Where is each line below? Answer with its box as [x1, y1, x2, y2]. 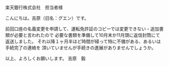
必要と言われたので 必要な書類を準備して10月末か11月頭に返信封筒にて [14, 32, 160, 38]
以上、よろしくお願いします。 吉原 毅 [5, 55, 86, 61]
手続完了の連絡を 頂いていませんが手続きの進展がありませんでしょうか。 [5, 45, 156, 50]
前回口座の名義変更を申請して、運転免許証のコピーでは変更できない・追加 [5, 26, 160, 32]
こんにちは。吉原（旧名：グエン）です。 [5, 15, 89, 21]
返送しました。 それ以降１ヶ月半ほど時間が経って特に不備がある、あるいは [5, 38, 161, 44]
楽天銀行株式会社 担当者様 [5, 5, 63, 10]
